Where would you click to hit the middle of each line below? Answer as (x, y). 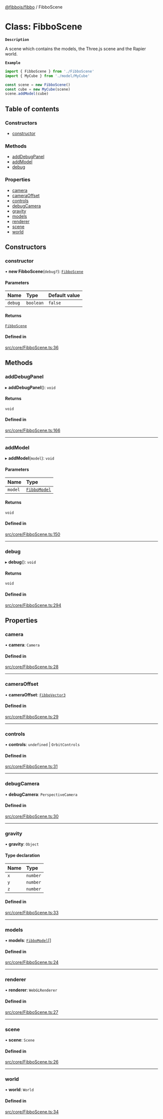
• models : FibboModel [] (28, 940)
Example (13, 63)
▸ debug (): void (21, 562)
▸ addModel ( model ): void (30, 458)
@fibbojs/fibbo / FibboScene (34, 7)
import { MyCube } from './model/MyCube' (48, 76)
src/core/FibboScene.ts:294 (33, 605)
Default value (64, 295)
